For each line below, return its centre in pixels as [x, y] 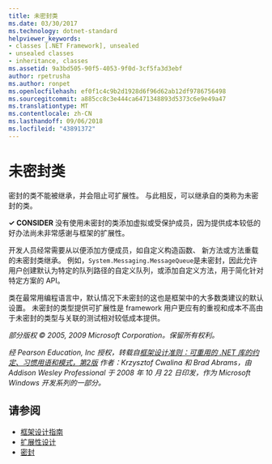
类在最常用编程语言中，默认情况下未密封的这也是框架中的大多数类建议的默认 [136, 297]
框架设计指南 [41, 432]
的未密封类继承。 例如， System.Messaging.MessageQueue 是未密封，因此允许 [133, 260]
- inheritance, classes [49, 62]
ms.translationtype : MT [49, 106]
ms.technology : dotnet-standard [63, 31]
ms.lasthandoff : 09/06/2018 [56, 121]
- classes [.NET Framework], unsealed [74, 46]
